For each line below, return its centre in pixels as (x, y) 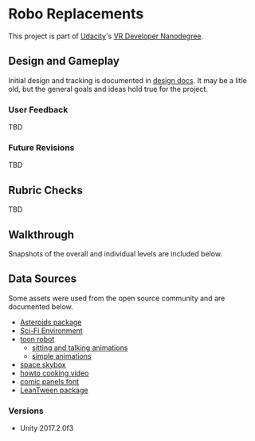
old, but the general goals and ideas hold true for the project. (108, 89)
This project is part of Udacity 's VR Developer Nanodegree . (106, 36)
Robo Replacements (76, 14)
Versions (26, 411)
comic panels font (49, 381)
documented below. (41, 306)
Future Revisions (41, 147)
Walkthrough (41, 234)
